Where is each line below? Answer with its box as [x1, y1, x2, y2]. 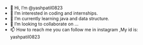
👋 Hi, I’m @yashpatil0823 [10, 5, 63, 11]
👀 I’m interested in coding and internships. [10, 10, 98, 16]
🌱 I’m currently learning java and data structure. [10, 16, 110, 21]
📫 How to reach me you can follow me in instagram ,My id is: [10, 27, 138, 32]
